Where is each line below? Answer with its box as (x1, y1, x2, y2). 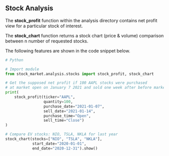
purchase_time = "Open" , (43, 113, 92, 118)
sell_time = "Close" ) (43, 118, 84, 123)
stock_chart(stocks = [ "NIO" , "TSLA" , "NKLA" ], (5, 136, 102, 142)
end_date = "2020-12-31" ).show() (32, 146, 98, 151)
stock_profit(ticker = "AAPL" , (14, 94, 75, 100)
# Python (5, 58, 24, 63)
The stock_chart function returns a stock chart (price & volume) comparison (5, 32, 164, 38)
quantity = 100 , (43, 99, 73, 104)
